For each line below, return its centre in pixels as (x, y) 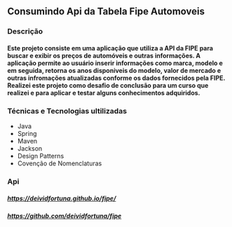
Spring (27, 134)
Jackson (30, 149)
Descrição (25, 32)
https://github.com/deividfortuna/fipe (64, 216)
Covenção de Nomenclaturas (60, 163)
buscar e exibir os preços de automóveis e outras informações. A (104, 55)
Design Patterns (41, 156)
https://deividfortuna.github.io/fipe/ (62, 198)
